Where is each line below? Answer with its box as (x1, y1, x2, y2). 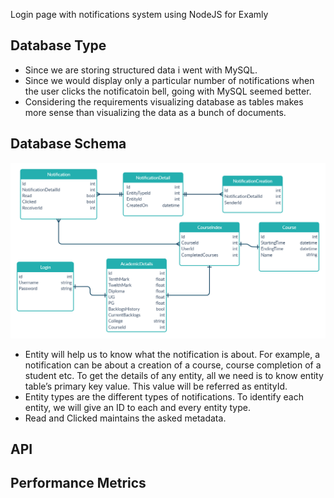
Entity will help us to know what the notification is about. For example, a (24, 348, 321, 360)
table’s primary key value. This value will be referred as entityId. (24, 380, 288, 392)
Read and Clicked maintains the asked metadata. (24, 412, 227, 424)
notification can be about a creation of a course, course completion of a (24, 359, 322, 371)
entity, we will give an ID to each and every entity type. (24, 401, 251, 413)
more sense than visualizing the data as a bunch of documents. (24, 106, 287, 118)
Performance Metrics (10, 475, 147, 492)
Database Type (10, 37, 107, 54)
